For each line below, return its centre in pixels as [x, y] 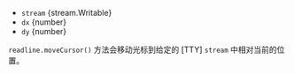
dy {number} [44, 31]
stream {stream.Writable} [66, 13]
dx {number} [44, 22]
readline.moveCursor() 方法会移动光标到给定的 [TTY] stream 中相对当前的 [143, 49]
